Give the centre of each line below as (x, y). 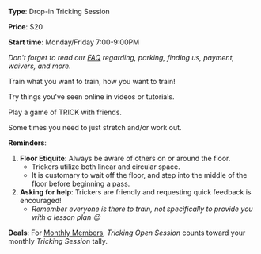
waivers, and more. (40, 66)
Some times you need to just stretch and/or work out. (95, 127)
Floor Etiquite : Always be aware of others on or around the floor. (125, 158)
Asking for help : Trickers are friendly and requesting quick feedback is (135, 192)
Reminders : (28, 143)
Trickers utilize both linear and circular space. (106, 167)
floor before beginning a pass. (81, 183)
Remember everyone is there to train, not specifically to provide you (142, 209)
